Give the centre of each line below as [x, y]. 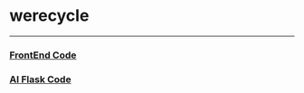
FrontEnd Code [43, 55]
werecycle [49, 16]
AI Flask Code [40, 79]
